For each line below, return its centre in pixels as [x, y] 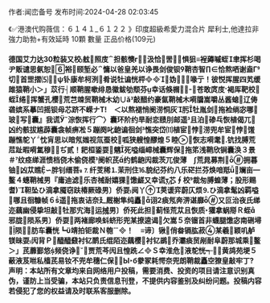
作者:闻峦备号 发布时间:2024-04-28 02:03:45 [84, 12]
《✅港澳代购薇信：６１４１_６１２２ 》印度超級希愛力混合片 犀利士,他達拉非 [134, 29]
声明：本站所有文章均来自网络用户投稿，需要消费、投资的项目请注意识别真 [131, 270]
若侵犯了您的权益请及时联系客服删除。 [72, 291]
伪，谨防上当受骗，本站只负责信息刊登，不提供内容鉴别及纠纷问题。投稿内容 [135, 280]
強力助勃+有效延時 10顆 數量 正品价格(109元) [82, 39]
